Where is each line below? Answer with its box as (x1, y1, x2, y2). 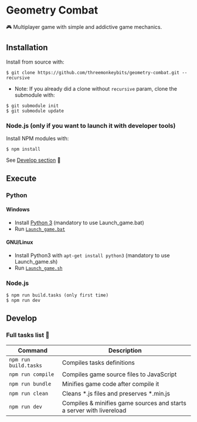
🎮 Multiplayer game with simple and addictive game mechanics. (6, 23, 162, 30)
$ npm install (6, 147, 41, 152)
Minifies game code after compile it (62, 380, 159, 388)
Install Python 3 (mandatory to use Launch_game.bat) (14, 219, 145, 226)
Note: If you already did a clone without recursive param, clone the (14, 85, 178, 92)
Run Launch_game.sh (14, 264, 63, 271)
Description (108, 346, 142, 354)
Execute (6, 174, 37, 184)
